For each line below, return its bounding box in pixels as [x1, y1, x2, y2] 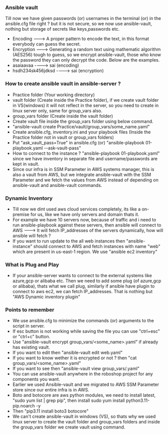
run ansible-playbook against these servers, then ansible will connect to [12, 222, 161, 228]
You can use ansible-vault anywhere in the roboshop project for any [12, 371, 153, 377]
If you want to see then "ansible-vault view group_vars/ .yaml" [12, 365, 140, 372]
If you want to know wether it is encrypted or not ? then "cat [12, 355, 137, 361]
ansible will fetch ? [12, 233, 51, 239]
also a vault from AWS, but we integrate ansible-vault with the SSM [12, 171, 151, 177]
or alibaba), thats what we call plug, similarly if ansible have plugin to [12, 283, 155, 289]
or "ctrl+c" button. [12, 334, 51, 340]
